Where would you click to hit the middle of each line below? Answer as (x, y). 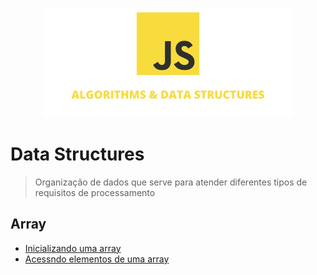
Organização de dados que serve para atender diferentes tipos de (171, 182)
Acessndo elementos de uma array (97, 259)
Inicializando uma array (73, 248)
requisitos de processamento (95, 192)
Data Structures (77, 154)
